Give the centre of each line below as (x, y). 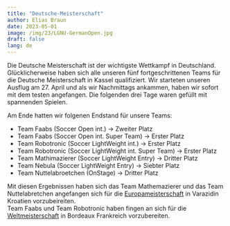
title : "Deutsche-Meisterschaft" (55, 13)
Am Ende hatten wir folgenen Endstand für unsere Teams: (90, 115)
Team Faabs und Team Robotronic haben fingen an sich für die (97, 208)
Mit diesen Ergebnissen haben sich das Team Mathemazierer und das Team (115, 186)
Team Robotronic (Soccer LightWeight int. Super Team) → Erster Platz (117, 151)
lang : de (20, 46)
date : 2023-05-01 (32, 26)
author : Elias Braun (37, 20)
